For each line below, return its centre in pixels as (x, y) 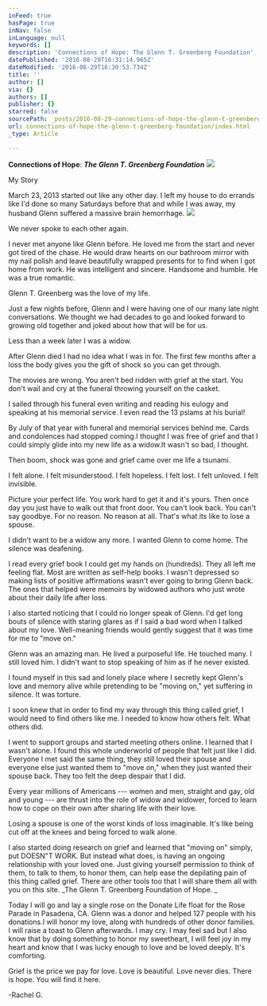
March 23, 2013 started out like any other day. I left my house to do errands (132, 195)
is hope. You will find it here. (54, 979)
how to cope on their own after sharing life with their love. (103, 808)
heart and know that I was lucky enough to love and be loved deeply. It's (127, 947)
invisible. (23, 484)
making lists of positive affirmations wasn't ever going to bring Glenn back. (131, 580)
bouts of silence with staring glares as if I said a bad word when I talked (126, 621)
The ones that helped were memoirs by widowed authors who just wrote (127, 589)
